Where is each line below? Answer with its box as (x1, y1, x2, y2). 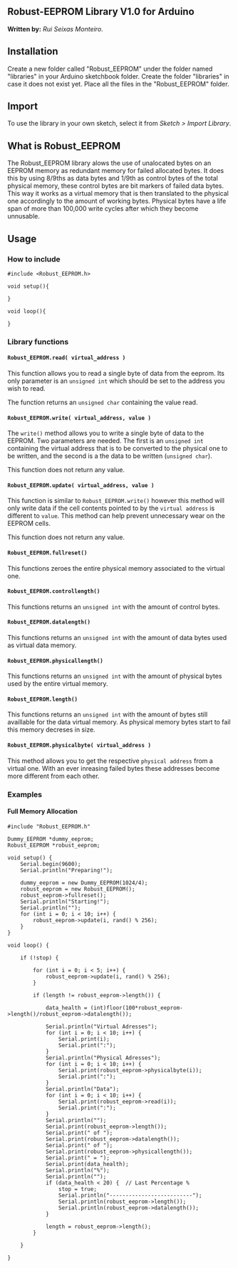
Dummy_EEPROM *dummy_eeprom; (7, 835, 94, 842)
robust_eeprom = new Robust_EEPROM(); (20, 885, 135, 892)
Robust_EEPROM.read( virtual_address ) (7, 354, 126, 361)
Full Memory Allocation (7, 807, 78, 816)
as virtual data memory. (7, 641, 77, 649)
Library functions (7, 336, 69, 346)
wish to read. (7, 384, 46, 393)
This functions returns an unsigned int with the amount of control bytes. (7, 602, 220, 611)
